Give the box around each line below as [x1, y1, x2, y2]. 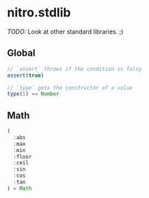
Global [7, 47, 36, 59]
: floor [13, 153, 32, 160]
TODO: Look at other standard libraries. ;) [7, 27, 124, 36]
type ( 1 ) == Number [7, 90, 59, 97]
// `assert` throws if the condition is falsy [7, 65, 142, 73]
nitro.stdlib [7, 5, 71, 21]
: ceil [13, 160, 29, 166]
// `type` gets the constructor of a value [7, 84, 133, 91]
